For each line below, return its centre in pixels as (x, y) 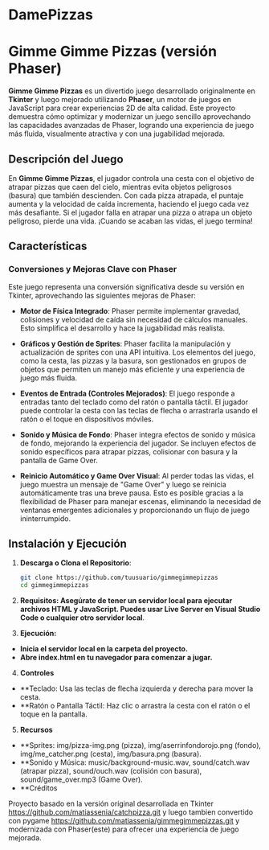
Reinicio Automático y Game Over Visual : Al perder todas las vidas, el (137, 475)
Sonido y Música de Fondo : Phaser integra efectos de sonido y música (137, 434)
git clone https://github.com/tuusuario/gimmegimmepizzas (119, 578)
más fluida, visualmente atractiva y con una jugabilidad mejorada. (117, 133)
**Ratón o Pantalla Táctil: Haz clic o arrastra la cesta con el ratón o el (135, 706)
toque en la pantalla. (54, 714)
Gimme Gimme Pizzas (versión (113, 52)
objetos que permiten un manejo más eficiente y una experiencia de (132, 369)
